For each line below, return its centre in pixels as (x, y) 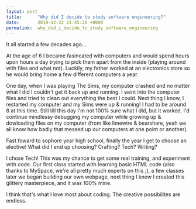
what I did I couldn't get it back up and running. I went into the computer (93, 92)
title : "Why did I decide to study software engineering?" (86, 17)
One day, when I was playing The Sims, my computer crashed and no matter (98, 86)
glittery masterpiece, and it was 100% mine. (59, 183)
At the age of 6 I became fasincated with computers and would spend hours (98, 56)
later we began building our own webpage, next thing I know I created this (95, 177)
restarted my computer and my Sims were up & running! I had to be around (96, 104)
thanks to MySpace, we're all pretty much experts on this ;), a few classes (95, 171)
